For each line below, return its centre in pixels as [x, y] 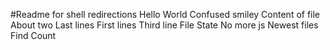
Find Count [33, 35]
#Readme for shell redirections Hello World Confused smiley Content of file [165, 14]
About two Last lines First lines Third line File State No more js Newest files [164, 25]
